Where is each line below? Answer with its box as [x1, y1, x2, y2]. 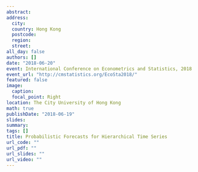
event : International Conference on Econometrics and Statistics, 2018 [6, 65, 192, 72]
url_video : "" [6, 156, 43, 162]
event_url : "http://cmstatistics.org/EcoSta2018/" [6, 71, 138, 77]
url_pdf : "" [6, 145, 37, 151]
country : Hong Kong [12, 26, 62, 32]
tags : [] [6, 128, 29, 134]
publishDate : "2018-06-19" [6, 111, 75, 117]
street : [12, 43, 32, 49]
